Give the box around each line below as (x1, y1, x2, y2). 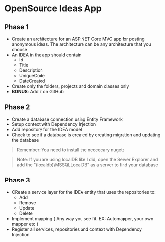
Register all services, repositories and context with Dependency (11, 226, 142, 232)
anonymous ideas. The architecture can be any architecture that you (11, 41, 151, 47)
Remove (19, 199, 36, 206)
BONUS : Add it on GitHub (11, 89, 64, 94)
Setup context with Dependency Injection (11, 121, 96, 127)
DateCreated (19, 78, 45, 84)
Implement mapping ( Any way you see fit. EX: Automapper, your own (11, 215, 154, 221)
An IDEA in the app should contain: (11, 52, 83, 58)
